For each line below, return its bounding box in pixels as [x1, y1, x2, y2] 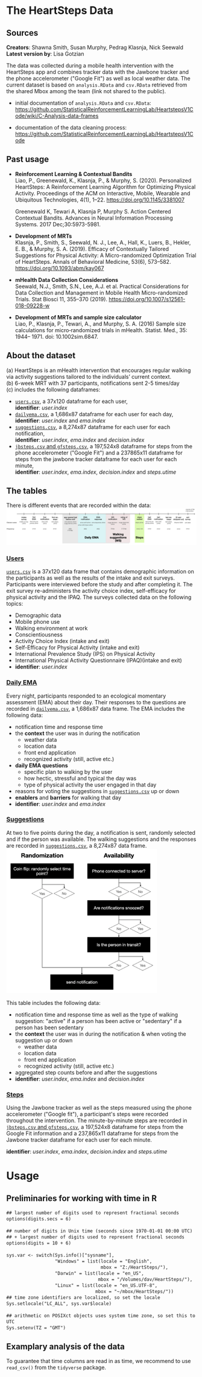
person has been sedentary [14, 1024, 84, 1031]
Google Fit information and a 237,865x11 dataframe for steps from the [6, 1130, 179, 1137]
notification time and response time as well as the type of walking [14, 1011, 178, 1018]
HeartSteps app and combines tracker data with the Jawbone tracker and [6, 68, 189, 76]
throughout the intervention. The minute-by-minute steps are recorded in [6, 1117, 188, 1124]
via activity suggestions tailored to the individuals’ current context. [6, 373, 172, 380]
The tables [6, 486, 47, 496]
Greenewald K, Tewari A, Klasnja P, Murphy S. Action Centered [14, 208, 171, 215]
